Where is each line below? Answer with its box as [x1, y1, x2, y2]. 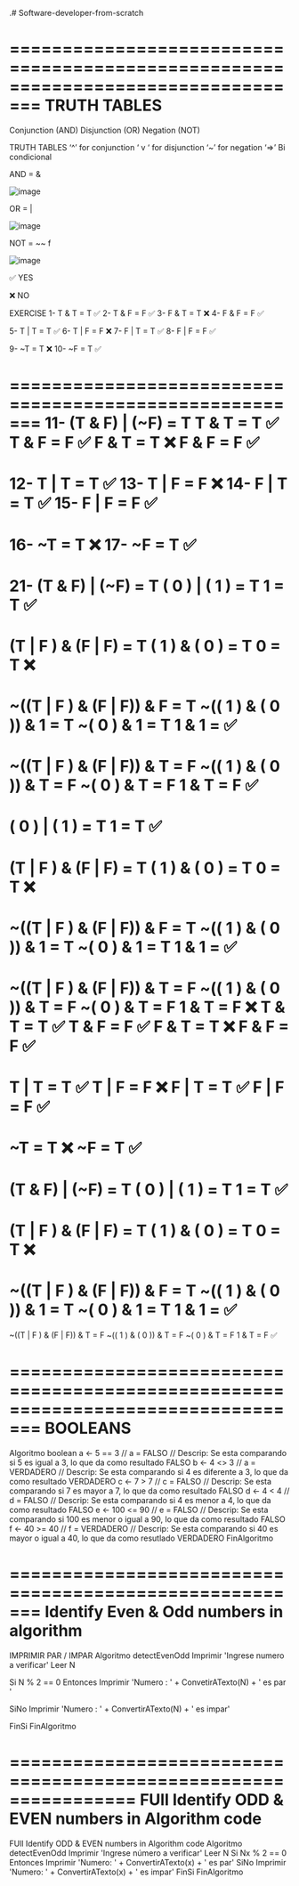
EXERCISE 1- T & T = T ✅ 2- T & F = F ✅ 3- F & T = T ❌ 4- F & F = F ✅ [9, 307, 264, 319]
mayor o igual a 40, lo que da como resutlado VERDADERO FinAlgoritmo [9, 1533, 274, 1543]
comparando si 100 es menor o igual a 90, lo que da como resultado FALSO [9, 1513, 287, 1525]
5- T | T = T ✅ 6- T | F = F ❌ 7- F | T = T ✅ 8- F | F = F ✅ [9, 325, 216, 336]
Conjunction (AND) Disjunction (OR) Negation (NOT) [9, 125, 200, 135]
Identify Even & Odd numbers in [44, 1601, 284, 1622]
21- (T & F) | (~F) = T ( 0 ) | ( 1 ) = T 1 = [9, 576, 285, 595]
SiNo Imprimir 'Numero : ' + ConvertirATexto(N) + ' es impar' [9, 1704, 230, 1714]
